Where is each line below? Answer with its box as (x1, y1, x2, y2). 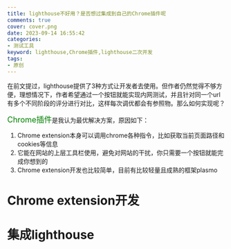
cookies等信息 (17, 139, 59, 148)
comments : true (7, 17, 51, 24)
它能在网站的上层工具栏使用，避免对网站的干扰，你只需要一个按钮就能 (17, 148, 218, 157)
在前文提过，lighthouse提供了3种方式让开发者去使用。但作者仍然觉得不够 (7, 81, 216, 90)
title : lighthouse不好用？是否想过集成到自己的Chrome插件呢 (7, 10, 166, 17)
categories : (7, 36, 41, 43)
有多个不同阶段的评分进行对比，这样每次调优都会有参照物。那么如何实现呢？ (7, 98, 225, 108)
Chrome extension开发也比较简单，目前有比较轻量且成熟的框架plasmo (17, 166, 218, 174)
